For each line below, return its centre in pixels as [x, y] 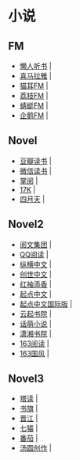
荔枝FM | [34, 95]
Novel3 [26, 379]
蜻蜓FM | [34, 105]
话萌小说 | [36, 323]
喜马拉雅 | [36, 76]
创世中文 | [36, 274]
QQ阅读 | [34, 254]
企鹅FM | [34, 115]
